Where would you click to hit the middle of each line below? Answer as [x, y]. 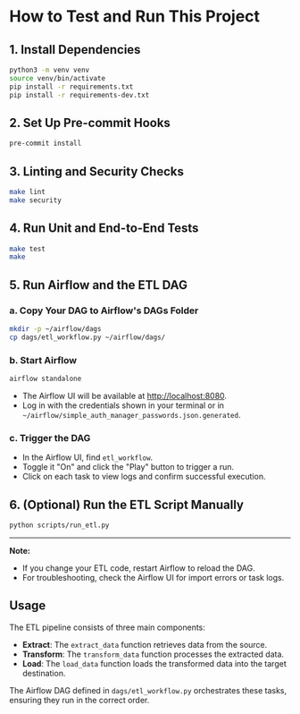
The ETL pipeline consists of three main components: [107, 627]
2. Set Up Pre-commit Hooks [90, 123]
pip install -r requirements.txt [71, 87]
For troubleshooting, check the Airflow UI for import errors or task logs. [153, 577]
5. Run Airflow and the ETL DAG [98, 285]
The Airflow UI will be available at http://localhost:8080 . [125, 395]
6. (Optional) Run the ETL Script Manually [126, 504]
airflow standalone [46, 379]
